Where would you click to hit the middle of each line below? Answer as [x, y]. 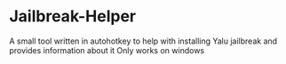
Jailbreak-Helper [73, 16]
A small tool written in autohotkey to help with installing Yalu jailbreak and [143, 41]
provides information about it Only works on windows [107, 50]
